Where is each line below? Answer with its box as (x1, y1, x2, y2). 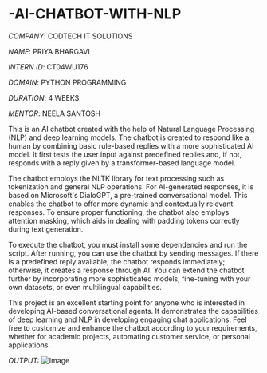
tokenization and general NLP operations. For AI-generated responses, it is (8, 181, 254, 192)
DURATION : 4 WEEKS (8, 93, 80, 102)
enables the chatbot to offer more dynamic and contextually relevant (8, 199, 234, 208)
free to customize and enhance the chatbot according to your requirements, (8, 323, 257, 332)
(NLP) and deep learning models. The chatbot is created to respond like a (8, 133, 249, 142)
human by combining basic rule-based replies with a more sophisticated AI (8, 141, 254, 150)
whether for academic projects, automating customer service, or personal (8, 331, 251, 341)
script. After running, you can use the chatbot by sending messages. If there (8, 248, 259, 258)
